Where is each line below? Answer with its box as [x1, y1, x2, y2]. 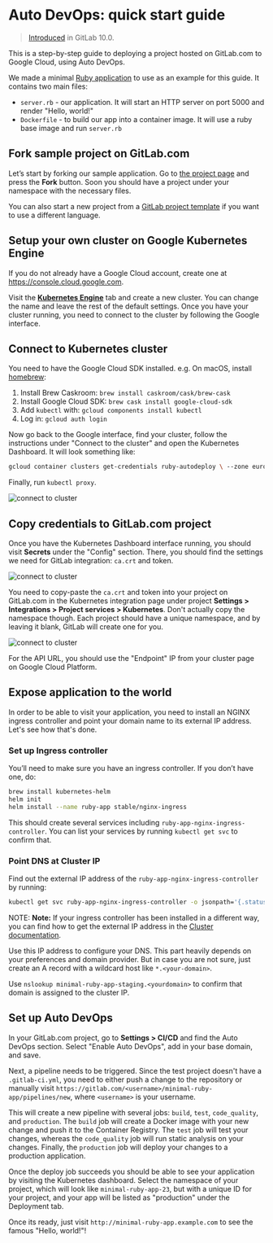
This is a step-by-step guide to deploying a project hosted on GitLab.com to [8, 48, 262, 58]
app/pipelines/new [8, 1093, 71, 1101]
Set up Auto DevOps [8, 1011, 114, 1025]
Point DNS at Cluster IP [8, 855, 101, 866]
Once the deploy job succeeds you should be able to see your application [8, 1166, 255, 1176]
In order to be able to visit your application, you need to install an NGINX [8, 707, 250, 717]
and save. [8, 1050, 41, 1060]
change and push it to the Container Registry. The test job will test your [8, 1125, 249, 1135]
